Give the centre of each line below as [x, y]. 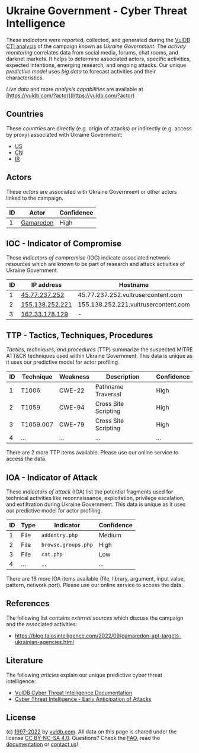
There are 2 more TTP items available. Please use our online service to [92, 453]
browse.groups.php [67, 545]
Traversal [108, 394]
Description [123, 377]
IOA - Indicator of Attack [52, 477]
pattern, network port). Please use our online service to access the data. [94, 585]
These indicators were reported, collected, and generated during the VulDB [98, 40]
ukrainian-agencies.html [44, 642]
